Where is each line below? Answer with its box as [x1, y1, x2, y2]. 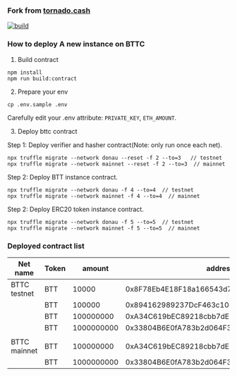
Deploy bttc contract [17, 127, 78, 135]
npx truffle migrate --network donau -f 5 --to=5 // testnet [7, 218, 194, 225]
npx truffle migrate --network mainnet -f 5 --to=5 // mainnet [7, 225, 200, 232]
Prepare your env [17, 87, 68, 96]
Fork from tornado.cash [7, 6, 90, 15]
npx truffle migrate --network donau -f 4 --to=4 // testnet [7, 186, 194, 194]
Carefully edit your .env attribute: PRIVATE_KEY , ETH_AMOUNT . [7, 113, 177, 122]
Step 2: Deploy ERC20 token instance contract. [7, 205, 145, 213]
